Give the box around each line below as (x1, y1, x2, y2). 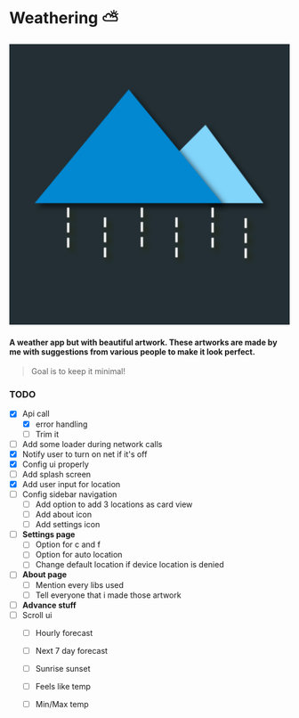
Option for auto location (35, 550, 123, 560)
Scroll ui (21, 609, 53, 620)
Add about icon (35, 510, 92, 520)
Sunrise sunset (35, 663, 91, 673)
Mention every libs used (35, 579, 125, 590)
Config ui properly (21, 459, 89, 469)
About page (21, 569, 68, 580)
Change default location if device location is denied (35, 559, 224, 570)
